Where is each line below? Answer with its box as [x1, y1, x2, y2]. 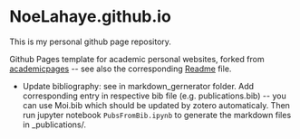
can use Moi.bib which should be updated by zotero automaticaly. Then [22, 99, 290, 110]
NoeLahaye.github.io [9, 6, 172, 27]
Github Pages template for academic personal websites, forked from [9, 53, 265, 64]
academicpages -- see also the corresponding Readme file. [9, 63, 232, 74]
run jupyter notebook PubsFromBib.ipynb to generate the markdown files [22, 109, 292, 120]
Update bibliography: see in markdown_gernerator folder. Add [22, 80, 255, 91]
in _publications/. [22, 119, 87, 130]
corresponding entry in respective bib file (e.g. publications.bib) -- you [22, 90, 287, 101]
